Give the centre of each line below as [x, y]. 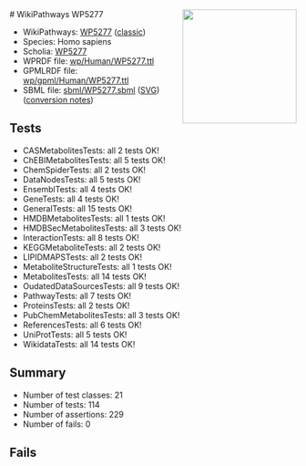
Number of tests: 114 [61, 404]
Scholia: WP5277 [55, 51]
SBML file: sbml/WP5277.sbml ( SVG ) [91, 90]
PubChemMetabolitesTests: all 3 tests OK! [101, 315]
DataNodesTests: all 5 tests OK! [82, 179]
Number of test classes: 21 [72, 395]
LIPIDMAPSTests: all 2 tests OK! [82, 257]
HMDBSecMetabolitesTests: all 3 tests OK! [102, 228]
